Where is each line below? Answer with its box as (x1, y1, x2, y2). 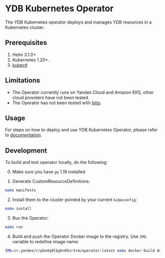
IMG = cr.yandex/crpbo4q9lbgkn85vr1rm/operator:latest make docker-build (5, 248, 155, 253)
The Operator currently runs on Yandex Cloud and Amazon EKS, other (12, 89, 154, 95)
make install (5, 206, 32, 211)
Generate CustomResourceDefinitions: (12, 179, 90, 184)
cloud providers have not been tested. (12, 94, 89, 101)
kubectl (12, 62, 28, 68)
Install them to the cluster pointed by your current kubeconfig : (12, 197, 137, 203)
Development (5, 146, 48, 155)
